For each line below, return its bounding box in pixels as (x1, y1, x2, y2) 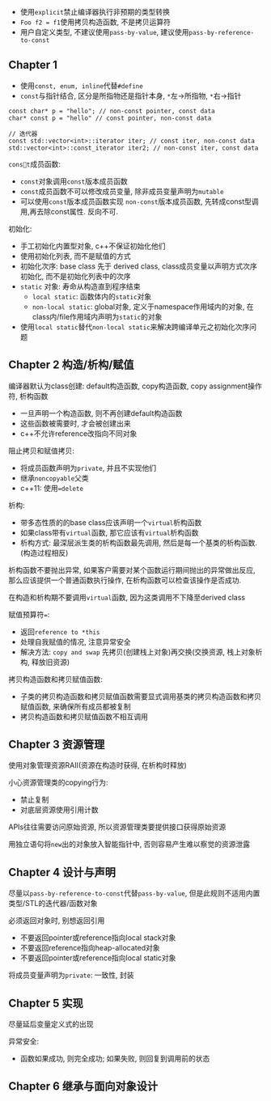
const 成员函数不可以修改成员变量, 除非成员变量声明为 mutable (19, 186, 224, 196)
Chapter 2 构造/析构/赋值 (8, 358, 135, 372)
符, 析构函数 (8, 391, 49, 400)
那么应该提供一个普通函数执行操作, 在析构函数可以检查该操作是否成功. (8, 575, 242, 585)
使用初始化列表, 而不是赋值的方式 (19, 251, 131, 260)
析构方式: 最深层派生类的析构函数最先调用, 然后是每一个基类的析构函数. (19, 537, 257, 548)
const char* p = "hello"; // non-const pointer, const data (8, 107, 216, 115)
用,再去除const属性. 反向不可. (19, 206, 119, 216)
